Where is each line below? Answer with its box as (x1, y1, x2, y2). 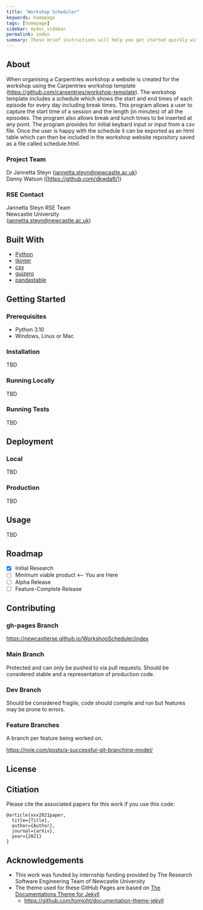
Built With (6, 234, 44, 245)
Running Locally (6, 376, 55, 385)
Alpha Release (14, 578, 51, 585)
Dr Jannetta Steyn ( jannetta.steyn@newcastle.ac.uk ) (6, 169, 138, 176)
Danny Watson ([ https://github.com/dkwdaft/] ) (6, 175, 122, 182)
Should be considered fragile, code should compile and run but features (6, 699, 185, 706)
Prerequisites (6, 312, 47, 320)
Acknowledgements (6, 855, 84, 865)
